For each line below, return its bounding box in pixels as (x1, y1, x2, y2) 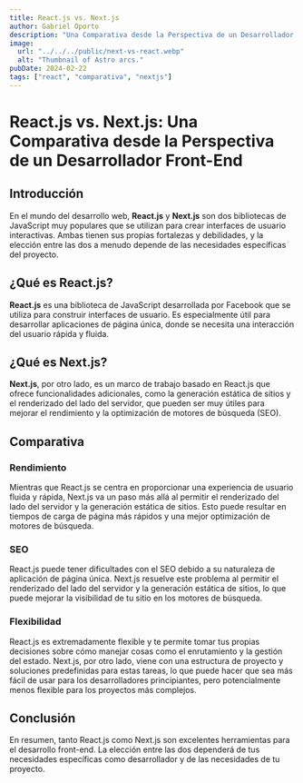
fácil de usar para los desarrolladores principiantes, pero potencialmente (9, 674, 281, 686)
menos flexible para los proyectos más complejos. (9, 684, 197, 695)
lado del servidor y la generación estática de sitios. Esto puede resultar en (9, 501, 288, 512)
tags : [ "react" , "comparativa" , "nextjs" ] (9, 73, 172, 82)
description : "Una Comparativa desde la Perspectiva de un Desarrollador (9, 30, 295, 39)
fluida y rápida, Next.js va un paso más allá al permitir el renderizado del (9, 491, 279, 502)
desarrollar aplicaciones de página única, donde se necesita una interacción (9, 319, 295, 330)
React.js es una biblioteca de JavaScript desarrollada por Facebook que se (9, 299, 291, 310)
